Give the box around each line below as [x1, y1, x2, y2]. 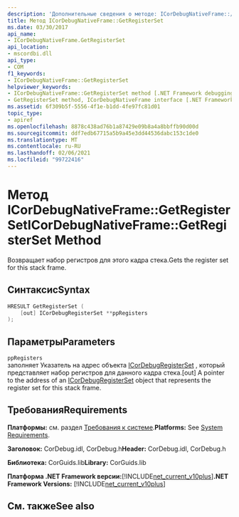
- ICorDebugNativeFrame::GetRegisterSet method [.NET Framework [7, 90, 202, 97]
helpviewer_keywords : [7, 83, 72, 90]
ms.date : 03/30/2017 [7, 23, 69, 31]
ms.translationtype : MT [7, 136, 78, 143]
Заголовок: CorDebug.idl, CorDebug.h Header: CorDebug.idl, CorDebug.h [7, 444, 226, 453]
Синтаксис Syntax [7, 284, 90, 296]
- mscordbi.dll [7, 51, 53, 58]
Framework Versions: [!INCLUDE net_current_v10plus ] [7, 479, 166, 488]
